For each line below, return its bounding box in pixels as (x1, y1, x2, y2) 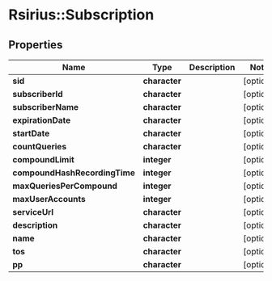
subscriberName (12, 102, 79, 112)
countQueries (12, 141, 67, 152)
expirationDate (12, 115, 71, 126)
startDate (12, 128, 50, 139)
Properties (8, 38, 63, 52)
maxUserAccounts (12, 194, 87, 204)
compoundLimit (12, 154, 74, 165)
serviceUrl (12, 207, 54, 217)
